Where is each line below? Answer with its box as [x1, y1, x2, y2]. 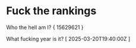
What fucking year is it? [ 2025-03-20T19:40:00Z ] [6, 35, 131, 42]
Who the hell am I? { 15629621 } [6, 24, 84, 31]
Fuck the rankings [6, 4, 97, 18]
